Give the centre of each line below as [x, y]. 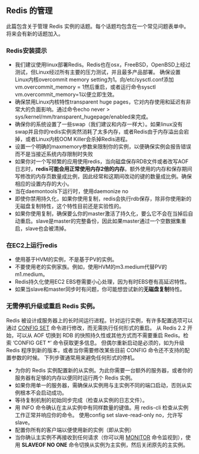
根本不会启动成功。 [43, 393]
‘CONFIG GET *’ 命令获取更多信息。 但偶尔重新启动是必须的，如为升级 [99, 343]
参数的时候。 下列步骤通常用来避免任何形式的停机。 [74, 357]
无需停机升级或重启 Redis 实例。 [53, 306]
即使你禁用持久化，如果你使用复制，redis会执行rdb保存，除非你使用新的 [103, 199]
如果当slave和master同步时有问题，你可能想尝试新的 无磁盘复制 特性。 [100, 289]
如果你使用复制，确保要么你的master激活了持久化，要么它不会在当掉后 [101, 214]
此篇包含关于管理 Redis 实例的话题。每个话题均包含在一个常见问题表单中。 [98, 26]
